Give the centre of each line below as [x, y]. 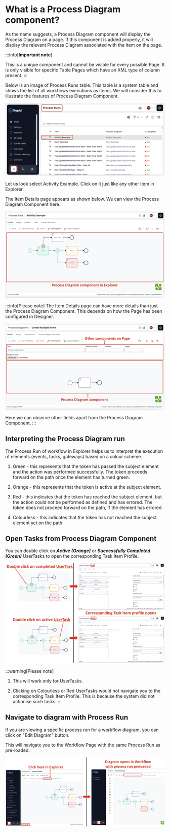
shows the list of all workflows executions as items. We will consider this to [83, 90]
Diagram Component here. [33, 204]
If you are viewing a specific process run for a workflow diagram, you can [82, 730]
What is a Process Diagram [63, 9]
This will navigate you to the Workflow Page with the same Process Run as [83, 745]
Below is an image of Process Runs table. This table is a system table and [82, 85]
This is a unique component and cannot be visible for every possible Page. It [85, 64]
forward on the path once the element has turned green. [71, 477]
